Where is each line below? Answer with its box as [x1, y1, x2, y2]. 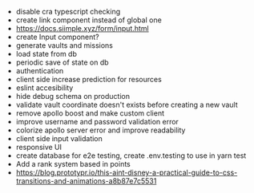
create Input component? [15, 32, 100, 41]
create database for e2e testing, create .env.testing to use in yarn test [15, 151, 247, 160]
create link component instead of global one [15, 15, 162, 25]
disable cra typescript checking [15, 7, 121, 16]
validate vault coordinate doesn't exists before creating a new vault [15, 100, 238, 109]
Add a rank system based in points [15, 160, 131, 168]
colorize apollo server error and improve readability [15, 125, 186, 135]
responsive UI [15, 143, 62, 152]
